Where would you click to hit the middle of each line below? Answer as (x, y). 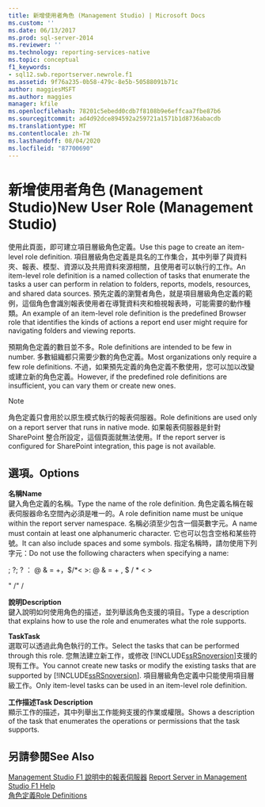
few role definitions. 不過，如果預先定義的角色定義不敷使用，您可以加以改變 (131, 367)
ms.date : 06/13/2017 (42, 30)
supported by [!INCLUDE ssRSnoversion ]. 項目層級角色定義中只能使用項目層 (131, 675)
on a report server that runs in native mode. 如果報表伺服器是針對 (115, 427)
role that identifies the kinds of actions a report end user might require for (128, 323)
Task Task (25, 637)
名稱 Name (25, 494)
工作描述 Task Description (51, 702)
